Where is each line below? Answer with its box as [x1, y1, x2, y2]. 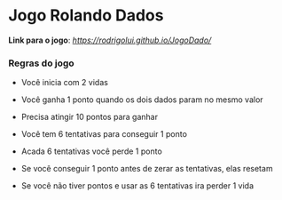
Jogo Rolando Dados [8, 5, 164, 26]
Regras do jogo [8, 57, 74, 69]
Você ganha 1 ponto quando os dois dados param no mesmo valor [20, 94, 263, 105]
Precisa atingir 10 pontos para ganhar [20, 112, 159, 123]
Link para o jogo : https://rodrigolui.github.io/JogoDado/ [8, 35, 212, 45]
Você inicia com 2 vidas [20, 77, 108, 88]
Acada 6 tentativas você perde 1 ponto [20, 146, 163, 156]
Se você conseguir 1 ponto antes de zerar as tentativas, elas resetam [20, 164, 273, 174]
